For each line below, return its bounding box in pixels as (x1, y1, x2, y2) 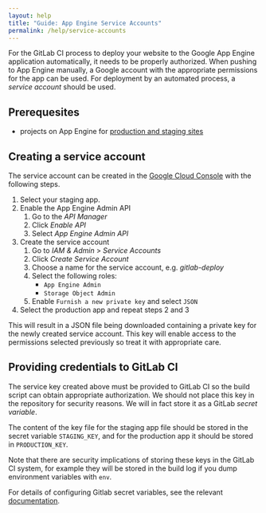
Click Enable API (31, 220, 86, 230)
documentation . (8, 495, 61, 505)
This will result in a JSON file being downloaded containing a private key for (8, 321, 257, 330)
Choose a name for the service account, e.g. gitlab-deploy (31, 262, 225, 272)
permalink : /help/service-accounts (8, 26, 127, 34)
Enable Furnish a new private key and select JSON (31, 297, 198, 306)
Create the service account (19, 237, 110, 247)
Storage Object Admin (43, 290, 115, 298)
